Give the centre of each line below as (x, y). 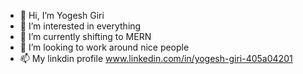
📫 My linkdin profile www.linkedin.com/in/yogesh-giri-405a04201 (156, 58)
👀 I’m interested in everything (80, 26)
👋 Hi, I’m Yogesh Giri (62, 15)
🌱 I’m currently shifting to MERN (85, 36)
